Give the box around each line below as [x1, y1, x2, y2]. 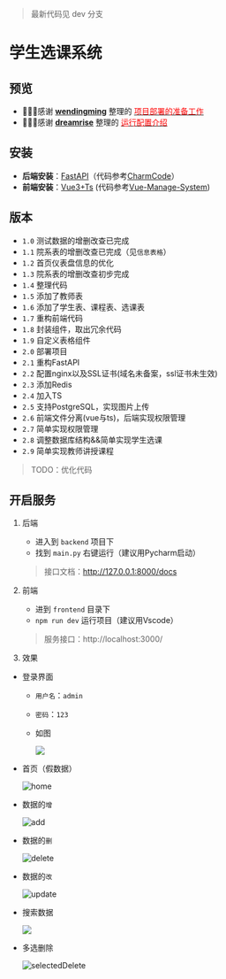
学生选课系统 [9, 43, 103, 63]
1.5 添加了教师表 [21, 290, 84, 301]
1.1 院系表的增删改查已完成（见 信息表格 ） [21, 246, 171, 257]
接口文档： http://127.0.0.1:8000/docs [43, 567, 177, 577]
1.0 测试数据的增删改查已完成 [21, 235, 130, 246]
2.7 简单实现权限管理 [21, 423, 99, 434]
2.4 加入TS [21, 389, 63, 401]
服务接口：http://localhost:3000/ [43, 634, 163, 644]
